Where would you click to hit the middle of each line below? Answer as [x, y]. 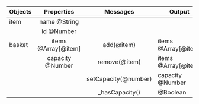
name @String [59, 22]
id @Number [59, 31]
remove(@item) [119, 62]
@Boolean [172, 92]
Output [179, 12]
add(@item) [119, 45]
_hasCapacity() [119, 92]
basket [19, 45]
